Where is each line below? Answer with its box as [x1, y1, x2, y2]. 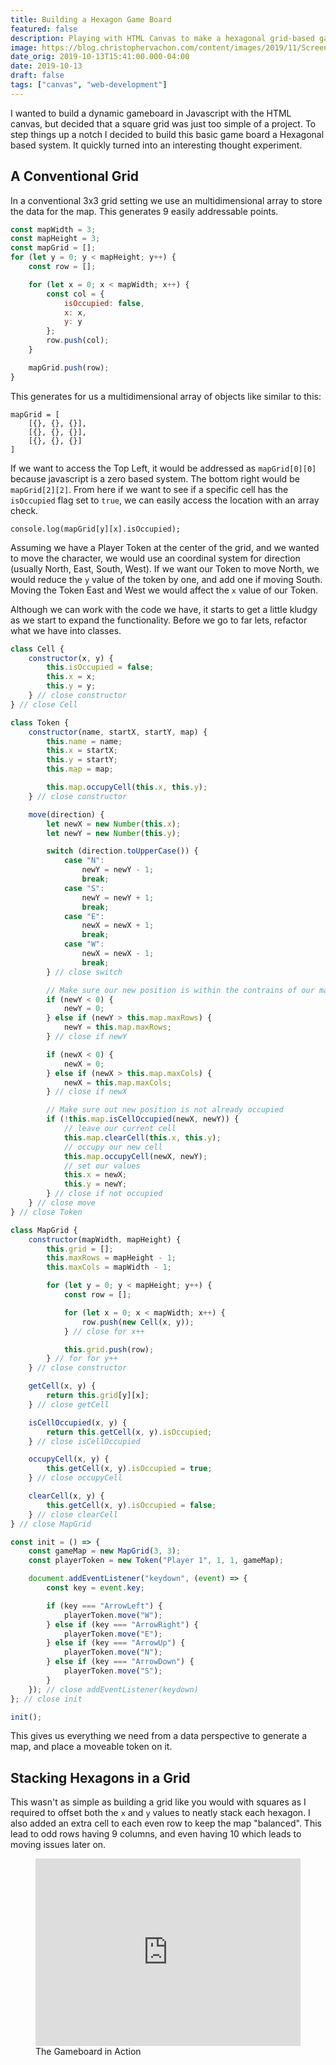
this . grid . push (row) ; [63, 1344, 155, 1355]
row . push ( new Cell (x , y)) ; [81, 1317, 195, 1327]
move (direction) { [28, 809, 105, 820]
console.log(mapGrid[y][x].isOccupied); [10, 524, 182, 534]
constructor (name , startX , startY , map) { [28, 727, 208, 737]
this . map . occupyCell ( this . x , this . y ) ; [46, 782, 208, 793]
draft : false [10, 71, 65, 81]
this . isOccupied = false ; [46, 662, 155, 673]
